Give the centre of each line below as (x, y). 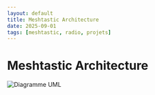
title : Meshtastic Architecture (53, 20)
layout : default (30, 13)
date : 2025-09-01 (32, 26)
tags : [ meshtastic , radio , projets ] (59, 32)
